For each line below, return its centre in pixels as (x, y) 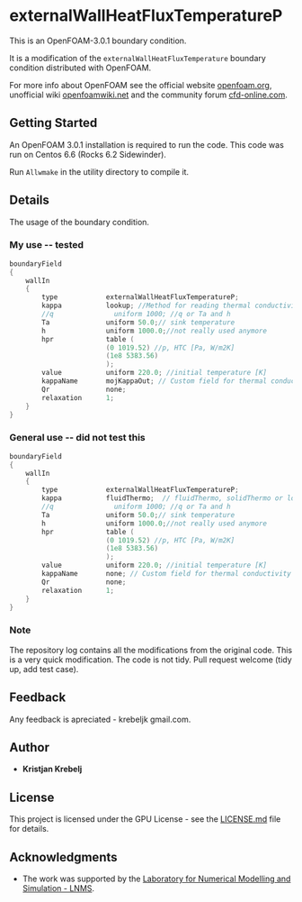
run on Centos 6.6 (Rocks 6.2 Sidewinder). (88, 154)
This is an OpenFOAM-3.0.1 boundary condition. (98, 41)
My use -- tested (46, 245)
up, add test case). (44, 669)
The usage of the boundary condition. (80, 222)
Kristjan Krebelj (52, 769)
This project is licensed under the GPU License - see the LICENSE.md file (145, 819)
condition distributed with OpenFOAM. (80, 68)
